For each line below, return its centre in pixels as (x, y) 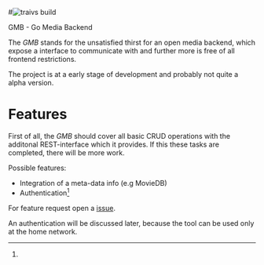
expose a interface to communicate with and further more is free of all (122, 51)
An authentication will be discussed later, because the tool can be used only (131, 223)
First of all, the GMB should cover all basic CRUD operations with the (119, 136)
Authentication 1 (44, 192)
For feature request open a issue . (62, 208)
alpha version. (31, 83)
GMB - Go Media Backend (50, 27)
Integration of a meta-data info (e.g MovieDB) (93, 183)
